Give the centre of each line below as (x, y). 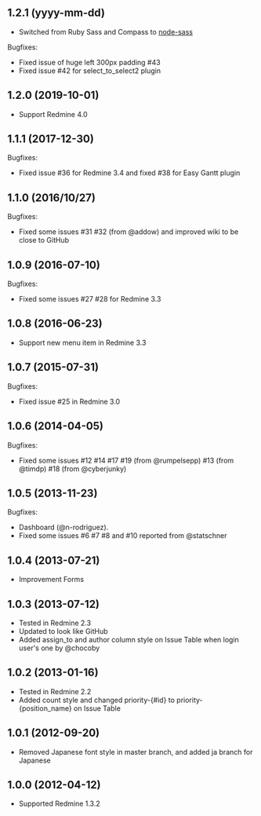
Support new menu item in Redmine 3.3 (82, 342)
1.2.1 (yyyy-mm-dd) (56, 13)
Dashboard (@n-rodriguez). (63, 527)
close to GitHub (44, 240)
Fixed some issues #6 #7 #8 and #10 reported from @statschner (123, 536)
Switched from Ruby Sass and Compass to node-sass (106, 31)
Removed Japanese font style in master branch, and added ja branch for (136, 752)
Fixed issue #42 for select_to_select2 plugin (90, 71)
